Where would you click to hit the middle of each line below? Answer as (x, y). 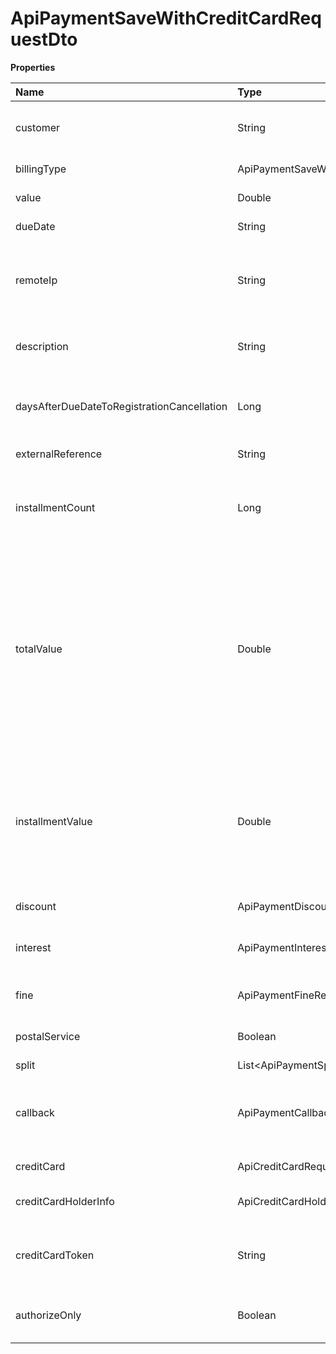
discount (36, 906)
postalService (48, 1036)
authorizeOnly (48, 1315)
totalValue (39, 649)
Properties (33, 67)
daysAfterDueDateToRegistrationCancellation (121, 406)
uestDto (44, 39)
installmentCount (55, 507)
